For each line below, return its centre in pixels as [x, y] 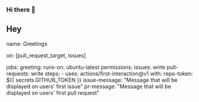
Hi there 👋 [21, 10]
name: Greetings [27, 43]
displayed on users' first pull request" [53, 92]
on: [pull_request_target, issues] [46, 55]
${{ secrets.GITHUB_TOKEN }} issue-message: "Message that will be [92, 80]
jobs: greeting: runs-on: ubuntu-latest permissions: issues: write [86, 67]
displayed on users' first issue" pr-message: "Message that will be [89, 86]
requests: [18, 73]
